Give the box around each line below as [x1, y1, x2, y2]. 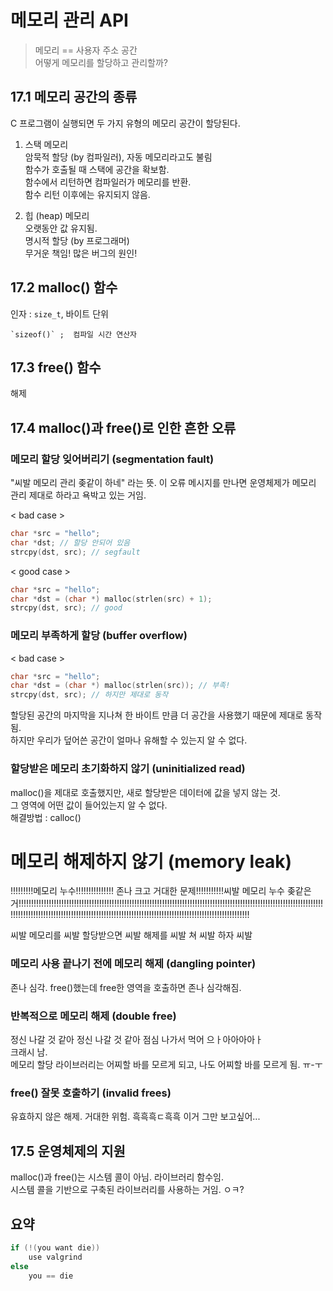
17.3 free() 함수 [10, 359, 102, 376]
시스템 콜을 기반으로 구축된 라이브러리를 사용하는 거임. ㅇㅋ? [10, 1184, 245, 1196]
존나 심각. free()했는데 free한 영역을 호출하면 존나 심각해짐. [10, 981, 242, 993]
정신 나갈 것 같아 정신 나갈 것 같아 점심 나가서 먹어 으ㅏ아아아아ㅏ [10, 1034, 263, 1046]
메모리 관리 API [10, 9, 129, 32]
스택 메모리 [24, 138, 69, 150]
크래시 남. [10, 1046, 48, 1058]
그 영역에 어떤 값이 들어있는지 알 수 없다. [10, 799, 168, 811]
